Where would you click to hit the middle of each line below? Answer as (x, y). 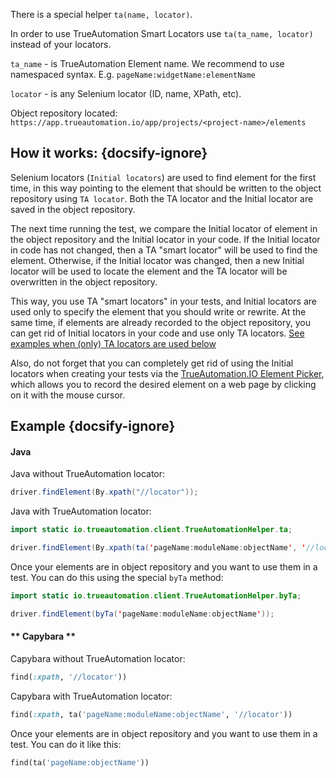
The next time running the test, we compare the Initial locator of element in (164, 228)
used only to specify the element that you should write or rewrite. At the (158, 311)
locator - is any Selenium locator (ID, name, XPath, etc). (126, 93)
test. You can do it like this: (66, 744)
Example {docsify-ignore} (93, 426)
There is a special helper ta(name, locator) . (101, 14)
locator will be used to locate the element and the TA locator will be (149, 271)
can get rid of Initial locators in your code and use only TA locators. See (157, 333)
